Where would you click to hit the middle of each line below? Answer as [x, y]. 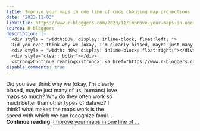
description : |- [26, 34]
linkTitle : [20, 23]
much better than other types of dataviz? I [58, 103]
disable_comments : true [36, 67]
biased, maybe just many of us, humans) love [62, 91]
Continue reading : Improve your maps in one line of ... [73, 122]
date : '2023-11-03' [30, 17]
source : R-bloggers [30, 28]
